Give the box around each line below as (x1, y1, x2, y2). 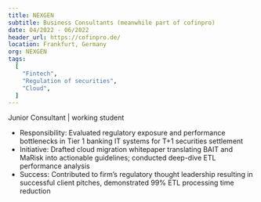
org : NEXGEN (8, 48, 47, 56)
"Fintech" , (22, 70, 58, 78)
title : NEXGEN (8, 11, 55, 20)
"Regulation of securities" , (22, 77, 118, 85)
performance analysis (19, 161, 90, 171)
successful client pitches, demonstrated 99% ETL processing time (19, 178, 234, 188)
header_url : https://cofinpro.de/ (8, 33, 121, 41)
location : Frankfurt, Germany (8, 41, 107, 49)
